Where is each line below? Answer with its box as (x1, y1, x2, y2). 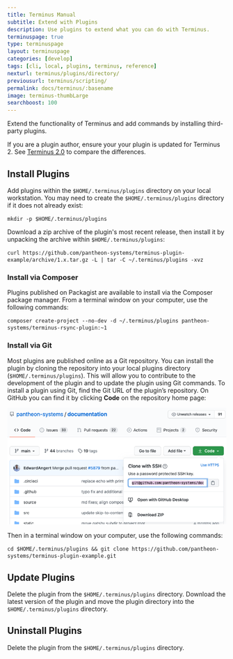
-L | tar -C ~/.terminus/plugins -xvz (91, 256, 204, 263)
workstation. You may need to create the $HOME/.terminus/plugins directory (7, 194, 225, 202)
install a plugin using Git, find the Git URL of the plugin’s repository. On (7, 386, 209, 394)
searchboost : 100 (7, 100, 58, 107)
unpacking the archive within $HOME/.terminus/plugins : (7, 235, 166, 243)
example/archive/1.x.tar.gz (7, 256, 89, 263)
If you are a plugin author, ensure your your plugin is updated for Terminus (7, 140, 220, 149)
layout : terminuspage (7, 48, 70, 55)
